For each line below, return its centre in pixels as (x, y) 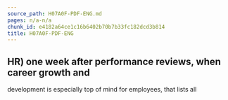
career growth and (49, 72)
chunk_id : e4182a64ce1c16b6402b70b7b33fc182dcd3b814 (86, 27)
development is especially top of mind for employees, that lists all (102, 90)
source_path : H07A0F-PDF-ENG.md (55, 14)
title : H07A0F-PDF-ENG (40, 33)
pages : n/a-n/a (30, 20)
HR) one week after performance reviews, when (114, 61)
